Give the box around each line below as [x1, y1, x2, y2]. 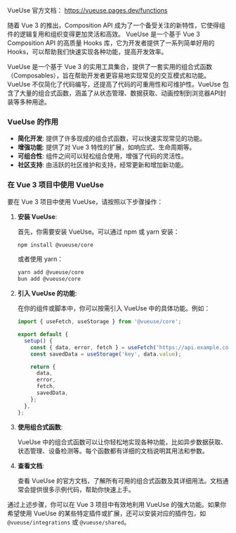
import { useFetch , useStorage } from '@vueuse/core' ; [17, 318, 182, 325]
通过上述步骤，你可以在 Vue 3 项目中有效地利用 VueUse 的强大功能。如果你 [7, 500, 227, 508]
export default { [17, 331, 69, 338]
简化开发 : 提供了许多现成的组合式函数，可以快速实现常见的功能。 [17, 134, 206, 143]
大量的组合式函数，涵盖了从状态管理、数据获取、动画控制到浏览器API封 [19, 89, 227, 97]
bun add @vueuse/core [17, 275, 81, 283]
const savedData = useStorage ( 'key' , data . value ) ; [30, 351, 182, 358]
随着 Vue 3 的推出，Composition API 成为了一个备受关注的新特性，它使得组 [7, 21, 226, 30]
